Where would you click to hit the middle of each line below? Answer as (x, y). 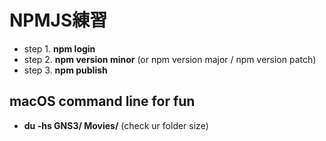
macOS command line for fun (102, 101)
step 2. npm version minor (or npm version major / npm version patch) (170, 59)
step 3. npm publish (65, 70)
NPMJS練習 (58, 20)
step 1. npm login (59, 48)
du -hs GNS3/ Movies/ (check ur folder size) (116, 125)
